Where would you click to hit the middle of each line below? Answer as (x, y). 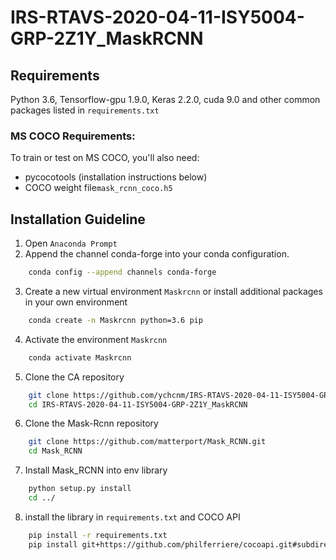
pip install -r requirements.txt (98, 535)
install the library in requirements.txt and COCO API (132, 517)
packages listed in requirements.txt (85, 110)
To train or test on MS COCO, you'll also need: (105, 158)
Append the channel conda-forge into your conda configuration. (157, 254)
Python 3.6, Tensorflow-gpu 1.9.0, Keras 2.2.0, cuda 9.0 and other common (165, 99)
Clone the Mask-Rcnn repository (91, 423)
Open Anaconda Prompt (71, 243)
